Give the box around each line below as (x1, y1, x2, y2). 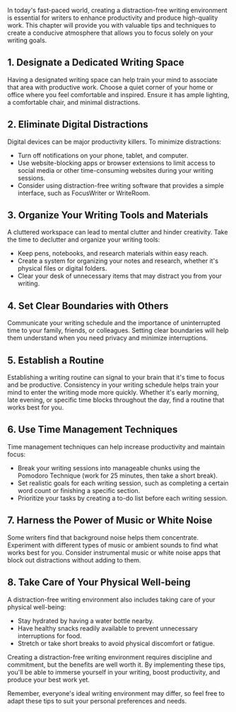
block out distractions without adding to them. (7, 555, 141, 564)
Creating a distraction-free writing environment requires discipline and (7, 652, 213, 661)
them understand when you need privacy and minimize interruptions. (7, 334, 208, 342)
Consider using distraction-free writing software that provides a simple (17, 181, 224, 190)
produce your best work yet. (7, 675, 90, 684)
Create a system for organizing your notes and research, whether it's (17, 256, 219, 265)
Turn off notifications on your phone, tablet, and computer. (17, 151, 189, 159)
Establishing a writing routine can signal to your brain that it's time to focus (7, 373, 225, 382)
